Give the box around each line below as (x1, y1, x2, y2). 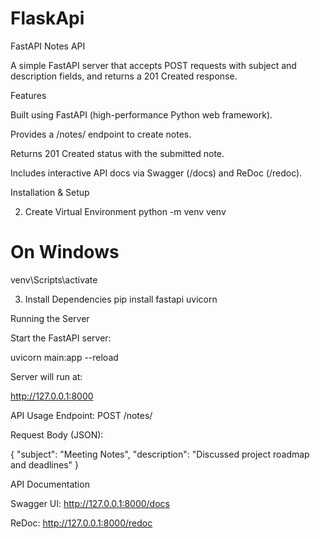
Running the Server (10, 312, 90, 324)
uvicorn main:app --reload (10, 351, 119, 363)
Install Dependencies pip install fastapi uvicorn (24, 293, 218, 305)
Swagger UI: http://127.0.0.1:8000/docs (10, 497, 170, 509)
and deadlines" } (10, 458, 79, 471)
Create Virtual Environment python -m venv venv (24, 205, 227, 217)
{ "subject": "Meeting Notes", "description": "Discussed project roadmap (10, 448, 310, 460)
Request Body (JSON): (10, 428, 104, 441)
